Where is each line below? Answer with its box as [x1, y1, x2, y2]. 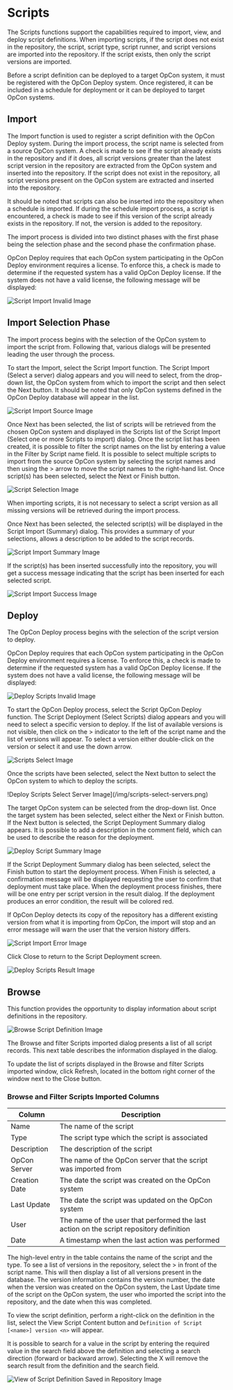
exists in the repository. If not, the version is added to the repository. [7, 219, 202, 227]
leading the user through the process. [7, 350, 115, 358]
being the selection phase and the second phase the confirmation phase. [7, 240, 216, 248]
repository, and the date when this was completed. [7, 1297, 153, 1306]
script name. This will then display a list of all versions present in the [7, 1268, 202, 1277]
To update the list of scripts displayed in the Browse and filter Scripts [7, 1060, 205, 1069]
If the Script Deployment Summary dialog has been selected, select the [7, 861, 211, 869]
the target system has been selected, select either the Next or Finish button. [7, 811, 225, 820]
